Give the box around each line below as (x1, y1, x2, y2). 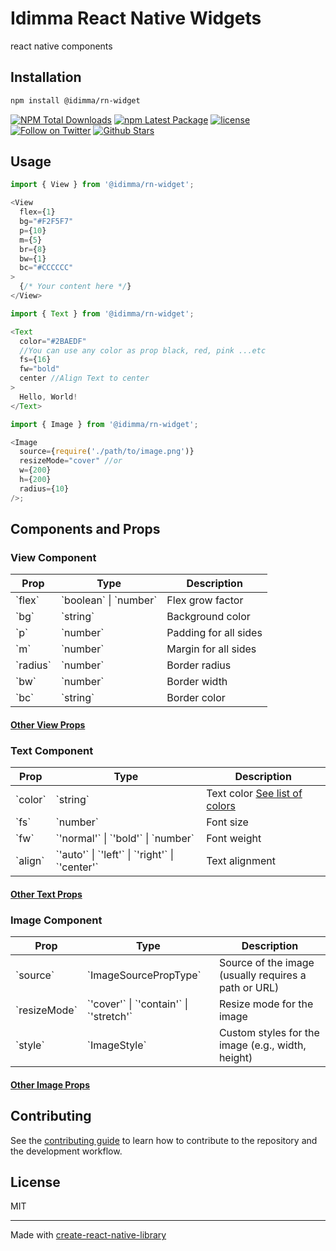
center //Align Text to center (19, 373, 150, 384)
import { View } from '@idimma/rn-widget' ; (10, 180, 195, 190)
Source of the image (218, 956, 315, 970)
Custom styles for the (218, 1026, 320, 1040)
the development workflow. (10, 1145, 123, 1157)
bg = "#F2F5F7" (19, 217, 74, 227)
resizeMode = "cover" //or (19, 456, 123, 466)
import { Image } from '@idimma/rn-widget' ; (10, 419, 199, 429)
